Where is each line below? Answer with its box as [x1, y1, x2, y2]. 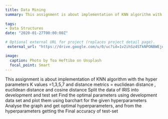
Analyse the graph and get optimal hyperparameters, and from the [5, 103, 142, 109]
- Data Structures [5, 26, 43, 31]
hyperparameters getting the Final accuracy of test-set [5, 108, 118, 114]
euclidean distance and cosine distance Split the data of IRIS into [5, 87, 139, 93]
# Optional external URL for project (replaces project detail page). [5, 39, 155, 45]
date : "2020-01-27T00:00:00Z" [5, 30, 68, 35]
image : [5, 53, 19, 58]
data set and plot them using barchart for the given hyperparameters [5, 97, 147, 103]
